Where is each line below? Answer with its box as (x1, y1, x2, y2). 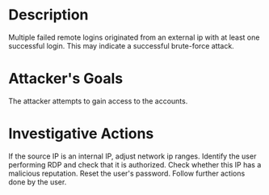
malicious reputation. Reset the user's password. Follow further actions (8, 168, 246, 178)
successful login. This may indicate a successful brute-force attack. (8, 40, 234, 50)
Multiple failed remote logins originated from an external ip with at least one (8, 32, 260, 42)
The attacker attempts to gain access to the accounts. (8, 95, 188, 106)
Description (8, 6, 89, 24)
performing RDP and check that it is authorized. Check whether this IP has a (8, 159, 262, 169)
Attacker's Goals (8, 70, 124, 88)
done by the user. (8, 176, 67, 187)
